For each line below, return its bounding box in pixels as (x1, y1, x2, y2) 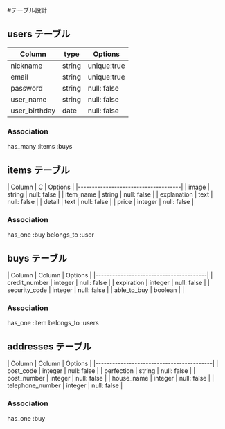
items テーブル (7, 164, 71, 176)
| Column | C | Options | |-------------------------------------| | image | (7, 183, 210, 191)
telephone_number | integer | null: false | (7, 381, 123, 390)
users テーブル (7, 28, 71, 40)
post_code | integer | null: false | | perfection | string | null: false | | (7, 367, 196, 375)
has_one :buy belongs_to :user (7, 230, 95, 239)
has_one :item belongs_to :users (7, 319, 99, 327)
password (10, 83, 43, 93)
